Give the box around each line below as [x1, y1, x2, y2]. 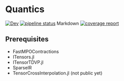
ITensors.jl [12, 54, 35, 60]
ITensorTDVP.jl [12, 59, 44, 65]
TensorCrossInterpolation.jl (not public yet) [12, 70, 103, 76]
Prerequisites [5, 35, 49, 44]
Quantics [5, 4, 45, 15]
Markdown [56, 20, 79, 26]
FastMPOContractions [12, 48, 59, 54]
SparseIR [12, 64, 32, 70]
